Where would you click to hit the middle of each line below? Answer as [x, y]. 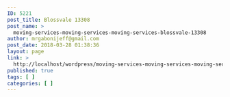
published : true [30, 70]
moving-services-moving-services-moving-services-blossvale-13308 [110, 32]
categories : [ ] [30, 83]
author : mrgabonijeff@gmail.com [53, 39]
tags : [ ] [21, 77]
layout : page [26, 52]
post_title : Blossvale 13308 [49, 20]
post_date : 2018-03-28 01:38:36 [53, 45]
